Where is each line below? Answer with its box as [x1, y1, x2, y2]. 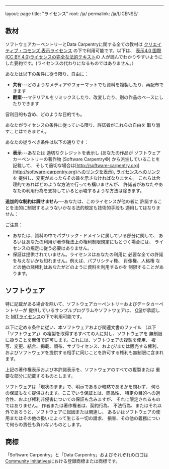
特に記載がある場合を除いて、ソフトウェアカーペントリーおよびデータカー [5, 301, 159, 307]
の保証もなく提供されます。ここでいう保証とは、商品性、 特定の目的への [5, 390, 156, 396]
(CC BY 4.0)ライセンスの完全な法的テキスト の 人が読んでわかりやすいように [5, 54, 163, 60]
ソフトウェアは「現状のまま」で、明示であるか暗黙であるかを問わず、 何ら [5, 383, 160, 389]
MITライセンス [11, 314, 41, 320]
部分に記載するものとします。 [14, 373, 75, 379]
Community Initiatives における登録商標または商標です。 [5, 458, 120, 464]
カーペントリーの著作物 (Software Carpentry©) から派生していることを [12, 156, 160, 162]
